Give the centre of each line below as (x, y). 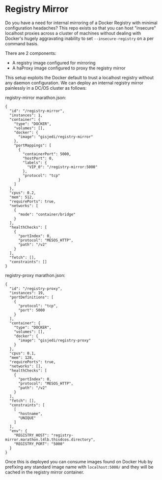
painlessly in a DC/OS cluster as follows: (46, 88)
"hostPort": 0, (38, 158)
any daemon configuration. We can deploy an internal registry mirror (74, 83)
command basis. (22, 43)
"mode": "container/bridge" (47, 214)
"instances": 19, (27, 293)
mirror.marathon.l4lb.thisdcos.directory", (50, 440)
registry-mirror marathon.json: (36, 98)
